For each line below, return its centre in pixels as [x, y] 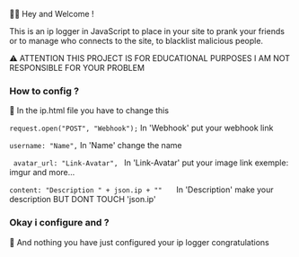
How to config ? [44, 91]
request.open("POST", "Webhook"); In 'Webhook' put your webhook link [141, 128]
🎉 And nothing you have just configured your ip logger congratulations [139, 242]
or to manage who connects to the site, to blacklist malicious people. [136, 41]
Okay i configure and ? [59, 223]
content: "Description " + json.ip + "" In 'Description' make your [141, 190]
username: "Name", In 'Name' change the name [96, 146]
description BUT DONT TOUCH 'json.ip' [83, 199]
